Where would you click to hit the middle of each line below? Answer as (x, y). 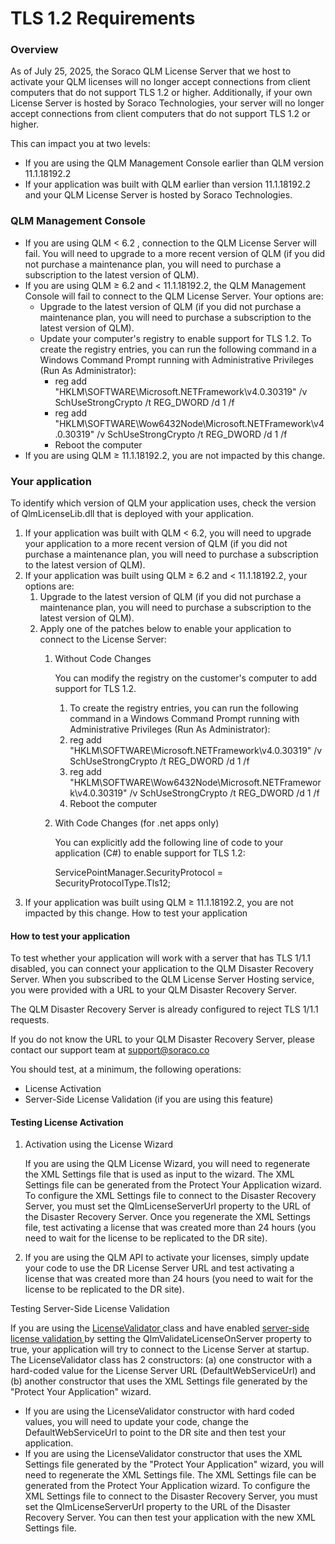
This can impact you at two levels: (80, 144)
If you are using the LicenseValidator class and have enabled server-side (160, 1328)
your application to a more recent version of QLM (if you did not (156, 544)
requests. (30, 1020)
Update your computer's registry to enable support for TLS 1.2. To (175, 338)
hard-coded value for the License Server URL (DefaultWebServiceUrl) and (163, 1371)
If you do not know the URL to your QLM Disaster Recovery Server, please (162, 1039)
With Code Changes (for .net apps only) (137, 823)
